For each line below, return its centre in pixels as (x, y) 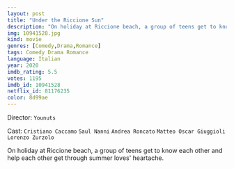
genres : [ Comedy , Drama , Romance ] (54, 46)
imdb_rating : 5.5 (32, 72)
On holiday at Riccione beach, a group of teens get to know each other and (115, 151)
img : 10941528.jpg (34, 33)
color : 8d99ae (28, 98)
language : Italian (34, 59)
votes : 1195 (24, 78)
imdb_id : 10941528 (34, 85)
